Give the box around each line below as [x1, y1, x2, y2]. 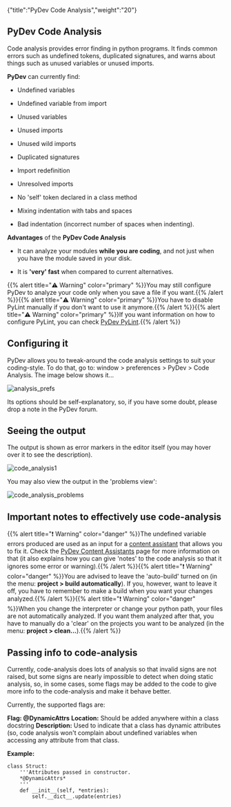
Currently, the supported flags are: [7, 700, 106, 709]
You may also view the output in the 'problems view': [7, 478, 157, 486]
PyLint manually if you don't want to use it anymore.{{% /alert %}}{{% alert [7, 302, 221, 311]
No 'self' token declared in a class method [17, 193, 138, 201]
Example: [7, 750, 35, 758]
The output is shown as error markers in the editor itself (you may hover [7, 443, 212, 452]
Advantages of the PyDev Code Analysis [7, 233, 126, 242]
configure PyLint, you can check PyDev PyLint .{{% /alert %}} [7, 318, 181, 326]
